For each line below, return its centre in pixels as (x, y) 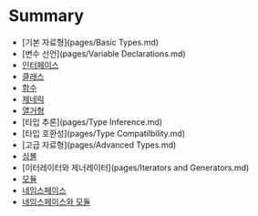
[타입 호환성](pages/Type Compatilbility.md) (103, 133)
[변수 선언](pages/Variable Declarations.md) (103, 53)
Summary (46, 16)
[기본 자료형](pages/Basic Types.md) (90, 42)
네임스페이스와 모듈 (56, 201)
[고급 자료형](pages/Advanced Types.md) (99, 144)
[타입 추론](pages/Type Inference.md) (92, 122)
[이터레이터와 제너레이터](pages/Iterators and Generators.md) (135, 167)
